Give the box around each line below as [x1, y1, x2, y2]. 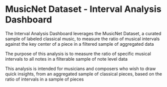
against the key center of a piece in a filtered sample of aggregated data [5, 41, 154, 47]
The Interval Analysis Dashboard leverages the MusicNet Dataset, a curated [5, 30, 161, 36]
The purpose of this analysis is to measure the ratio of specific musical [5, 51, 151, 57]
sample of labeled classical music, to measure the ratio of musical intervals [5, 36, 160, 42]
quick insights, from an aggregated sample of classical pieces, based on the [5, 71, 162, 77]
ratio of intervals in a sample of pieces [5, 76, 84, 82]
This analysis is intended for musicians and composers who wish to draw [5, 66, 156, 72]
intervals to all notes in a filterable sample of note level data [5, 56, 128, 62]
